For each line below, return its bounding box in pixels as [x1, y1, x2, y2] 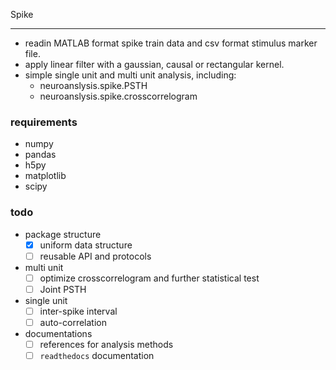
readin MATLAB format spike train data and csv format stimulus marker [24, 37, 318, 49]
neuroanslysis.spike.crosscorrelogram [39, 90, 198, 102]
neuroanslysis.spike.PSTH [39, 80, 148, 91]
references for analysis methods [39, 338, 174, 350]
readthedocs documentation [39, 350, 155, 362]
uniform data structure [39, 239, 133, 251]
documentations [24, 327, 93, 339]
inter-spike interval [39, 305, 118, 317]
